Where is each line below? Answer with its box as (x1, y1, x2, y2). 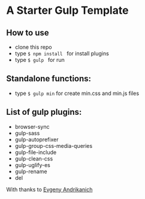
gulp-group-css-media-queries (14, 142, 93, 149)
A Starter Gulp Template (6, 4, 129, 17)
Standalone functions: (6, 73, 92, 84)
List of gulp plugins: (6, 107, 82, 117)
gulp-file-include (14, 148, 57, 156)
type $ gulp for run (14, 57, 65, 63)
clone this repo (14, 43, 52, 51)
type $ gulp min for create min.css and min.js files (14, 90, 140, 97)
